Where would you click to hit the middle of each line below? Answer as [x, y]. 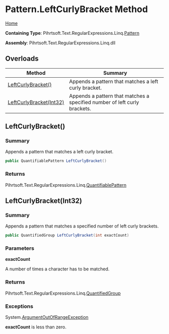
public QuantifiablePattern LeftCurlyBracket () [56, 161]
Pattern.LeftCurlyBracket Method [77, 9]
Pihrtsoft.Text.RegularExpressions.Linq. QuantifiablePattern [66, 185]
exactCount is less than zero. [36, 327]
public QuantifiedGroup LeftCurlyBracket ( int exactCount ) [67, 236]
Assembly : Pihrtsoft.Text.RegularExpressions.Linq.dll [60, 43]
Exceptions [19, 306]
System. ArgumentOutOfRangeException [47, 317]
